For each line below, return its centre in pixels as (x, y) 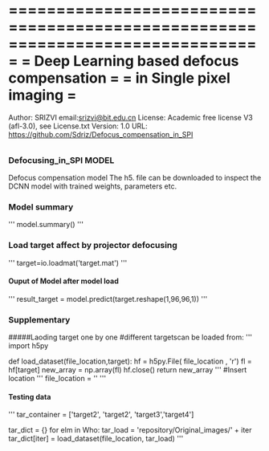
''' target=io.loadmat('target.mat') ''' (68, 262)
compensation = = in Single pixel (120, 78)
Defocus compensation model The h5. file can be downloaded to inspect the (135, 177)
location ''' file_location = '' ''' (57, 379)
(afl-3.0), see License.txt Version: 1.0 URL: (78, 126)
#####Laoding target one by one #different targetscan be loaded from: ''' (130, 337)
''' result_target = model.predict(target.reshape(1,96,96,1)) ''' (108, 299)
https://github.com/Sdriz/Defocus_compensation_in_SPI (101, 134)
